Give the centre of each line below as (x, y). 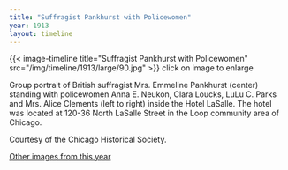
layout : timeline (41, 33)
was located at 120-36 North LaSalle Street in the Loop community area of (144, 113)
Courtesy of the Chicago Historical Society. (88, 140)
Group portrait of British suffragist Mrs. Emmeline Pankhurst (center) (134, 85)
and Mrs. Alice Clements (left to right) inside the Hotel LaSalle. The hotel (140, 104)
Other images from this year (60, 157)
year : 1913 (29, 26)
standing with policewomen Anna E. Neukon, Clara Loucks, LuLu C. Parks (143, 94)
